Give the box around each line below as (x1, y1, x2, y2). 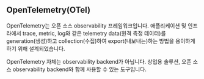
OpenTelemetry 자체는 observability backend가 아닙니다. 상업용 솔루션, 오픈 (6, 58, 192, 65)
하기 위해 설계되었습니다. (6, 45, 65, 52)
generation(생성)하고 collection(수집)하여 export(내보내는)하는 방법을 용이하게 (6, 37, 195, 45)
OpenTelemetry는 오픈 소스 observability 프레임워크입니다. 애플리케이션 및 (6, 21, 187, 29)
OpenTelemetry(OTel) (6, 5, 90, 15)
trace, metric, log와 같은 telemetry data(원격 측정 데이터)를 (22, 29, 166, 37)
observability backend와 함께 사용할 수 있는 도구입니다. (12, 66, 147, 73)
